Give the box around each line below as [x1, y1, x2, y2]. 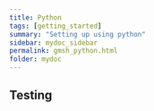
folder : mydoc [9, 55, 63, 64]
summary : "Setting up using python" [9, 30, 146, 38]
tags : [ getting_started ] [9, 21, 102, 30]
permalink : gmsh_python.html [9, 47, 118, 55]
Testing [9, 88, 53, 103]
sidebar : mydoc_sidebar [9, 38, 98, 47]
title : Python [9, 13, 63, 22]
